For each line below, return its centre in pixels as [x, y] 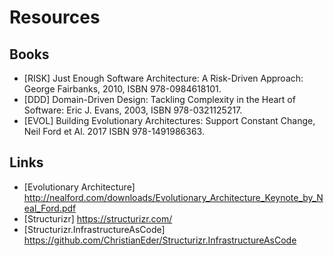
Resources [55, 17]
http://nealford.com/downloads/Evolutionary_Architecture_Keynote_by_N [173, 197]
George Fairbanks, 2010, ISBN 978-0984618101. [122, 89]
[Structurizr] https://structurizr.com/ [98, 218]
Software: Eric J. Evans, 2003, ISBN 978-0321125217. [133, 110]
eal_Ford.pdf [50, 208]
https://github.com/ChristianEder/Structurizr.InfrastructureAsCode [160, 240]
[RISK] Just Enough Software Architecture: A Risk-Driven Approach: [163, 78]
